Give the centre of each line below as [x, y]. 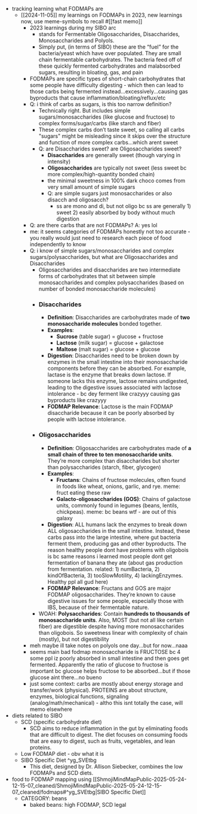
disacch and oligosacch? [78, 200]
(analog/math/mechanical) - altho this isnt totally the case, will [106, 703]
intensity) [59, 162]
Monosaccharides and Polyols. [76, 40]
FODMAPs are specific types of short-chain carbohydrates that [107, 79]
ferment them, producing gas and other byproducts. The [117, 543]
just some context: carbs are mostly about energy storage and [106, 683]
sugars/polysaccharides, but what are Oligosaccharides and [104, 257]
